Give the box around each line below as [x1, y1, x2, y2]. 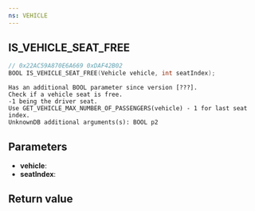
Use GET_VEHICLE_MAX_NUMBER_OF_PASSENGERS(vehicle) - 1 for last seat [8, 105, 248, 113]
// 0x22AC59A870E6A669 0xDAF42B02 [8, 62, 124, 70]
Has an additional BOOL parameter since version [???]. [8, 84, 198, 92]
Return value [8, 192, 73, 206]
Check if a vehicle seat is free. [8, 90, 124, 99]
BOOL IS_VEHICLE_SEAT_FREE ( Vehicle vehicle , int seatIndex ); [8, 69, 216, 78]
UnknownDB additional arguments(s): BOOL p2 [8, 118, 159, 127]
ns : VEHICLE [8, 11, 48, 20]
